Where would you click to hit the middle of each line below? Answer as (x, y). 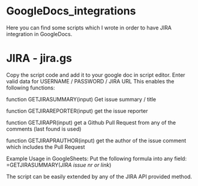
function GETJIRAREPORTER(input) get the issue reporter (77, 111)
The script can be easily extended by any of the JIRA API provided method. (99, 176)
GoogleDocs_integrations (71, 11)
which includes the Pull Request (46, 147)
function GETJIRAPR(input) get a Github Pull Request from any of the (91, 122)
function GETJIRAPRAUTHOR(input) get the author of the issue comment (96, 140)
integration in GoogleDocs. (39, 34)
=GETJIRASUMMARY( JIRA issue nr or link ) (59, 165)
